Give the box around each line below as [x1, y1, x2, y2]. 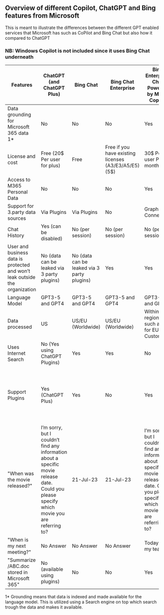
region [144, 314, 160, 321]
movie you [41, 510, 65, 517]
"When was [7, 470, 34, 477]
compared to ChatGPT [5, 35, 50, 41]
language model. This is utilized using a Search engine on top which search [5, 599, 157, 605]
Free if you [105, 144, 130, 151]
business [7, 249, 28, 256]
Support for [7, 203, 34, 210]
